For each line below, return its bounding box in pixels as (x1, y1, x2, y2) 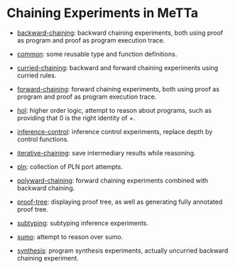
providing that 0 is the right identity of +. (16, 114, 136, 122)
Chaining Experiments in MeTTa (6, 5, 199, 21)
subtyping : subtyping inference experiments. (16, 219, 149, 227)
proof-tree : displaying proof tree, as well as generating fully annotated (16, 197, 223, 206)
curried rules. (16, 71, 57, 79)
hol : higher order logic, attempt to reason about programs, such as (16, 106, 212, 114)
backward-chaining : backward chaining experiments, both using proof (16, 28, 224, 37)
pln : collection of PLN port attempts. (16, 162, 124, 171)
